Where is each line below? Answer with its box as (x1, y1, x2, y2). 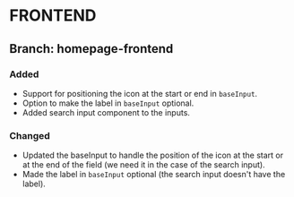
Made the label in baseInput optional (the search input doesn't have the (22, 169, 286, 180)
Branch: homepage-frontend (9, 41, 174, 56)
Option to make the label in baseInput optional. (22, 98, 195, 108)
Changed (9, 129, 51, 141)
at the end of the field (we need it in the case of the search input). (22, 159, 266, 170)
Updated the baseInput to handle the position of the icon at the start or (22, 150, 284, 161)
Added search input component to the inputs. (22, 107, 191, 117)
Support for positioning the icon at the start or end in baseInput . (22, 88, 258, 98)
